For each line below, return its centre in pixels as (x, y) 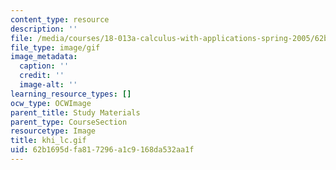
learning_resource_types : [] (71, 94)
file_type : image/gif (55, 47)
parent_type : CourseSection (69, 122)
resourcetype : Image (53, 131)
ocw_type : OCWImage (51, 103)
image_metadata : (44, 57)
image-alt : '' (48, 85)
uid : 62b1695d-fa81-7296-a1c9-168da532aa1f (102, 150)
